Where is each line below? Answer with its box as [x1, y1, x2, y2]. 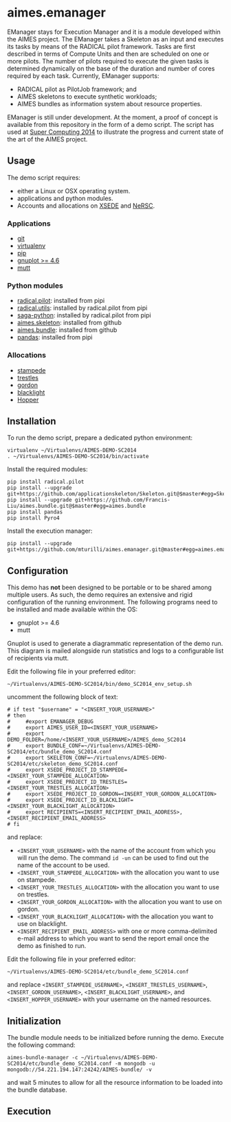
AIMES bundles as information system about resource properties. [16, 99, 203, 108]
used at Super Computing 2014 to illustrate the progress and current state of [7, 128, 224, 136]
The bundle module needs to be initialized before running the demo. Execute [7, 1034, 224, 1042]
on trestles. [16, 890, 49, 898]
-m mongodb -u [114, 1061, 155, 1067]
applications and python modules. [16, 194, 113, 202]
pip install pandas [7, 509, 63, 515]
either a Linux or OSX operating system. [16, 186, 131, 195]
